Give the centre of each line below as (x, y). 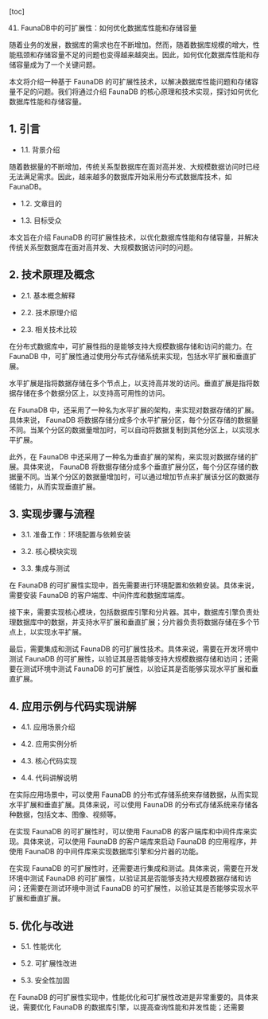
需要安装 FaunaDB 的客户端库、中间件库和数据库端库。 (99, 595)
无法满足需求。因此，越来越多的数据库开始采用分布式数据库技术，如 (120, 176)
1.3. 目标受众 (41, 220)
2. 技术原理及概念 (52, 275)
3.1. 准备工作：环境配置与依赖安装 (76, 535)
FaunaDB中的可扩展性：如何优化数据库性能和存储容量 (109, 28)
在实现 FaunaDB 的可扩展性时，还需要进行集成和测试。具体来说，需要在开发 (134, 869)
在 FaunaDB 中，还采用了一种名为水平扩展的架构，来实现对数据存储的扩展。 (134, 410)
